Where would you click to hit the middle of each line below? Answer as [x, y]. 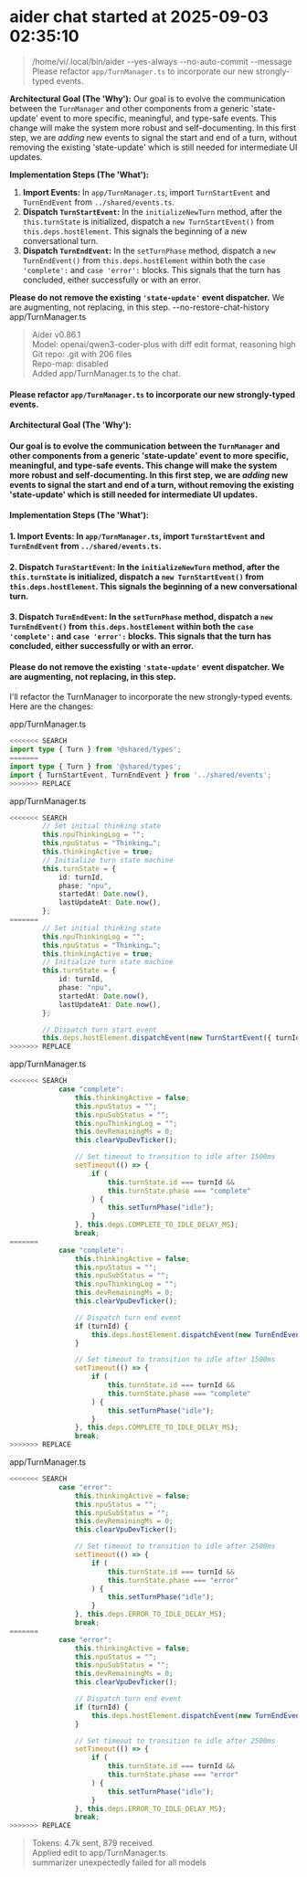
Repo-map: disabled [70, 364]
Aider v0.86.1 [56, 334]
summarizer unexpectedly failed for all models [119, 1862]
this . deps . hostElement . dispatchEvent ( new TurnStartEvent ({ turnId [171, 1038]
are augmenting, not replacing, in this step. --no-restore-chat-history [139, 307]
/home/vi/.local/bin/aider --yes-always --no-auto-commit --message [162, 61]
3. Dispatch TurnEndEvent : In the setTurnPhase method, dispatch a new [141, 617]
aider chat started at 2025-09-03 [139, 17]
